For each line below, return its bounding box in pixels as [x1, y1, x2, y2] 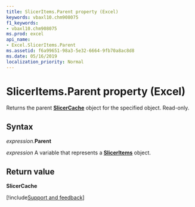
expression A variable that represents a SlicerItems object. [6, 149, 151, 156]
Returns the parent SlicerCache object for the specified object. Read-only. [6, 104, 190, 111]
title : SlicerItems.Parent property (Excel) [6, 8, 119, 15]
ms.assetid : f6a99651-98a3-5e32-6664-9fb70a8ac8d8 [6, 48, 135, 54]
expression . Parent [6, 138, 52, 145]
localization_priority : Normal [6, 59, 84, 65]
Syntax [6, 121, 33, 132]
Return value [6, 166, 55, 176]
